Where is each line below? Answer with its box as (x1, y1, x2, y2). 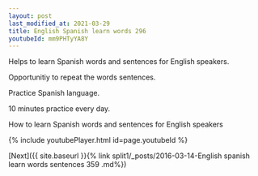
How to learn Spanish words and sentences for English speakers (8, 119, 224, 130)
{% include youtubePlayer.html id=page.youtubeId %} (8, 135, 188, 145)
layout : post (8, 11, 53, 20)
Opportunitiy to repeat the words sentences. (8, 72, 156, 82)
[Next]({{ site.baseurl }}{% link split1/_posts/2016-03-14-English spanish (8, 151, 251, 161)
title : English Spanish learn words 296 (8, 27, 147, 35)
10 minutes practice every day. (8, 104, 111, 114)
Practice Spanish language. (8, 88, 99, 98)
